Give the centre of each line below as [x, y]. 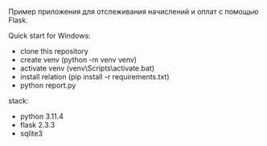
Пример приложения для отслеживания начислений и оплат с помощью [133, 12]
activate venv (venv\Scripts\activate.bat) [87, 68]
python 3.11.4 [42, 116]
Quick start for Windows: [49, 36]
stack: [18, 101]
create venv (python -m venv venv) [78, 60]
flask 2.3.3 [37, 125]
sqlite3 [31, 133]
